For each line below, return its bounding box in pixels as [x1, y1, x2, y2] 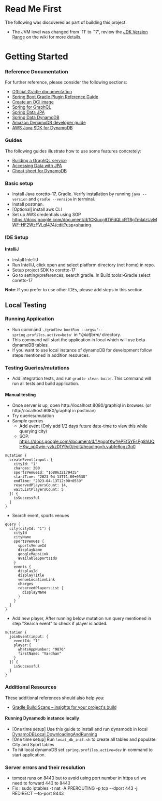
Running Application [5, 316, 54, 322]
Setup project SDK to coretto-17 [12, 267, 76, 273]
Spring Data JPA [12, 109, 45, 115]
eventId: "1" [14, 638, 40, 644]
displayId [17, 569, 38, 574]
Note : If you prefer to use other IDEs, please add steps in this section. [5, 287, 144, 293]
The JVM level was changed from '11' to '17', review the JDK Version [12, 29, 148, 34]
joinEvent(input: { [9, 634, 49, 639]
